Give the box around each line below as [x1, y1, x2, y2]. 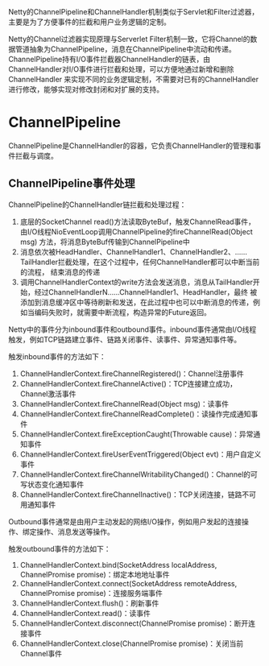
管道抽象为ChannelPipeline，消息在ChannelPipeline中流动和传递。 [14, 44, 236, 54]
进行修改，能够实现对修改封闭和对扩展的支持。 [8, 85, 163, 94]
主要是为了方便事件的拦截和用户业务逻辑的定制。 [8, 17, 171, 27]
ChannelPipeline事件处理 [8, 176, 135, 191]
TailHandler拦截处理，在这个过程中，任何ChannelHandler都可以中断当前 [19, 257, 260, 267]
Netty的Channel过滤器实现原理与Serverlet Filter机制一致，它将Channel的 [8, 35, 251, 43]
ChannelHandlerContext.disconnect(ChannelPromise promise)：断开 [19, 618, 249, 628]
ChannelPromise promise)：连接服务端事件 [19, 588, 163, 598]
